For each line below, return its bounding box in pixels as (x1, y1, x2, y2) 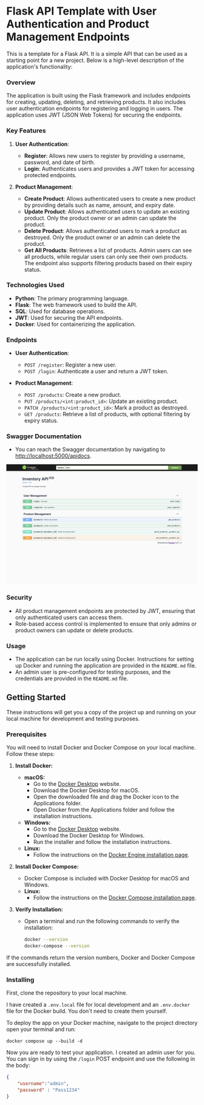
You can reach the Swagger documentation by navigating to (15, 446, 166, 453)
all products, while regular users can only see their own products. (24, 253, 188, 260)
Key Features (6, 126, 47, 135)
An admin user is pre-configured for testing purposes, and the (15, 669, 171, 676)
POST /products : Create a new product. (24, 391, 121, 399)
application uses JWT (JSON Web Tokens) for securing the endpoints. (6, 111, 182, 119)
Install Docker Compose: (15, 863, 79, 870)
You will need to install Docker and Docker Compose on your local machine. (6, 744, 196, 751)
